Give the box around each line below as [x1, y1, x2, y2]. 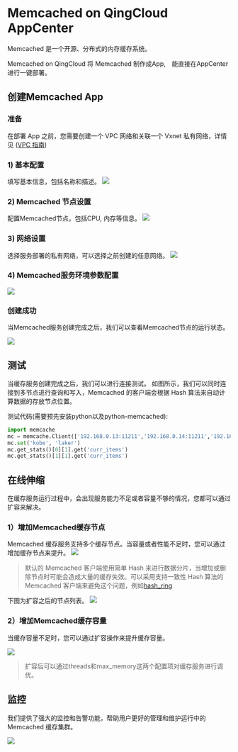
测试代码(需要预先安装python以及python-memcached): [7, 412, 169, 420]
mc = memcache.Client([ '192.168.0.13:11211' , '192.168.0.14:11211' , [7, 432, 211, 440]
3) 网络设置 [7, 234, 46, 244]
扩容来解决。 [7, 503, 45, 512]
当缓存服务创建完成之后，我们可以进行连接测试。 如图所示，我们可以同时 [7, 379, 220, 388]
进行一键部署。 [7, 68, 51, 77]
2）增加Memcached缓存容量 [7, 616, 107, 626]
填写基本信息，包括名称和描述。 [7, 177, 101, 186]
